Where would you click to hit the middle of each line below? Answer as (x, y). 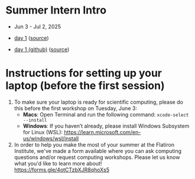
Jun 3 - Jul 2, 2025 (38, 26)
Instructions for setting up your (84, 73)
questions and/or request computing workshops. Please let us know (97, 157)
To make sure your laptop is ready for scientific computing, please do (99, 102)
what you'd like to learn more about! (58, 163)
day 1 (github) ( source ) (42, 49)
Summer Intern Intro (56, 10)
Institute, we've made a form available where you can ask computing (97, 151)
